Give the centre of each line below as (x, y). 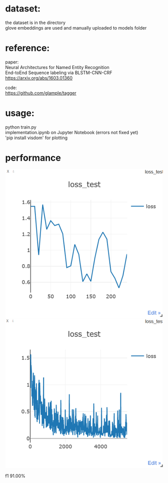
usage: (20, 113)
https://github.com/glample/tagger (41, 93)
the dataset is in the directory (35, 23)
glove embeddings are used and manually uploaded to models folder (76, 28)
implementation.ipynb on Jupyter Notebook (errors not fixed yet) (72, 132)
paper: (12, 62)
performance (33, 158)
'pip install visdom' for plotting (36, 138)
